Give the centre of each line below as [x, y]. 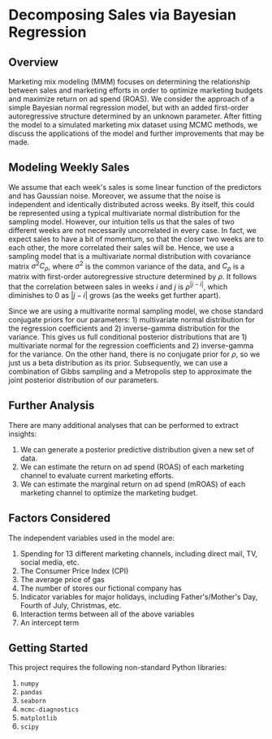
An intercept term [50, 622]
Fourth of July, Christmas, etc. [71, 605]
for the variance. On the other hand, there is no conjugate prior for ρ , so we [134, 354]
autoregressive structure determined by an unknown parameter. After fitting [135, 116]
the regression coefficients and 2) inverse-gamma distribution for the [124, 328]
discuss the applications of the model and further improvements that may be [136, 133]
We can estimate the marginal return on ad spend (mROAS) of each [133, 484]
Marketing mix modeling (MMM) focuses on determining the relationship [130, 82]
